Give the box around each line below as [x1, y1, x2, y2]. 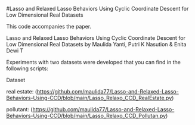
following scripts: [6, 65, 49, 72]
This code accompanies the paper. [6, 23, 92, 30]
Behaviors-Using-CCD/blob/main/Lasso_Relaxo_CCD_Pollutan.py [6, 112, 166, 119]
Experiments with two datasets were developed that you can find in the [6, 59, 181, 65]
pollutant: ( [6, 106, 33, 112]
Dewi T [6, 47, 24, 54]
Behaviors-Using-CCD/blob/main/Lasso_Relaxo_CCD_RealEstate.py [6, 95, 172, 101]
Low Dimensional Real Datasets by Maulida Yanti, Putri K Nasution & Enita [6, 41, 187, 48]
